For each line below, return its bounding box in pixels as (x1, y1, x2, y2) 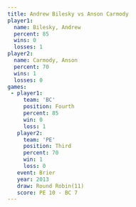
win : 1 (23, 156, 43, 164)
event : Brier (16, 169, 56, 176)
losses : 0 (14, 76, 43, 84)
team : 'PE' (23, 136, 56, 143)
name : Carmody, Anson (14, 57, 78, 64)
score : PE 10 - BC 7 (16, 189, 78, 196)
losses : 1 (14, 43, 43, 51)
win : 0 (23, 116, 43, 123)
